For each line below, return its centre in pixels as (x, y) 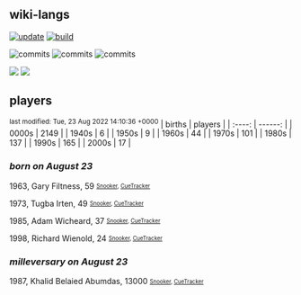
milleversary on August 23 (69, 262)
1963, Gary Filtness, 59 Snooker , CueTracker (80, 186)
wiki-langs (40, 15)
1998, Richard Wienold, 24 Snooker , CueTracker (86, 238)
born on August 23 (51, 166)
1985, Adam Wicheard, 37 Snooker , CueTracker (85, 220)
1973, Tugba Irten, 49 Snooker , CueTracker (76, 203)
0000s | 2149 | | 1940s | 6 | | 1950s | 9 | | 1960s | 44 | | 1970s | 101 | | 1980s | (150, 133)
